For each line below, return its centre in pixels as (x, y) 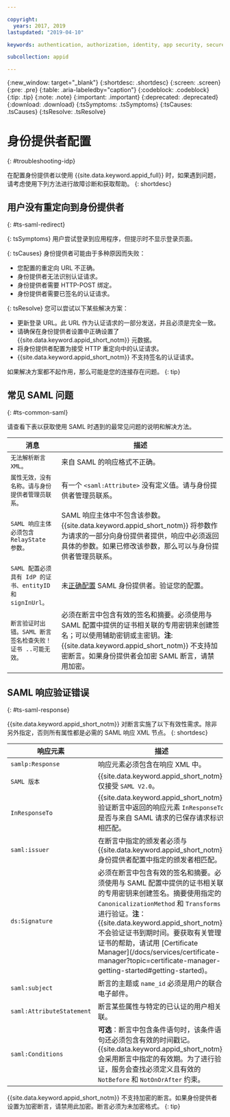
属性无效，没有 (31, 477)
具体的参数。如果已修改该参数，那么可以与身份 (137, 546)
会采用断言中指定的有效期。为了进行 (156, 1059)
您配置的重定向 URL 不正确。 (58, 268)
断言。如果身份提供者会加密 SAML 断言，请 (138, 656)
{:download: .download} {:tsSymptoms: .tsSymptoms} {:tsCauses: (100, 104)
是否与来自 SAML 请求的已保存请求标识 (161, 818)
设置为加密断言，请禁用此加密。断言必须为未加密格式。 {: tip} (94, 1106)
